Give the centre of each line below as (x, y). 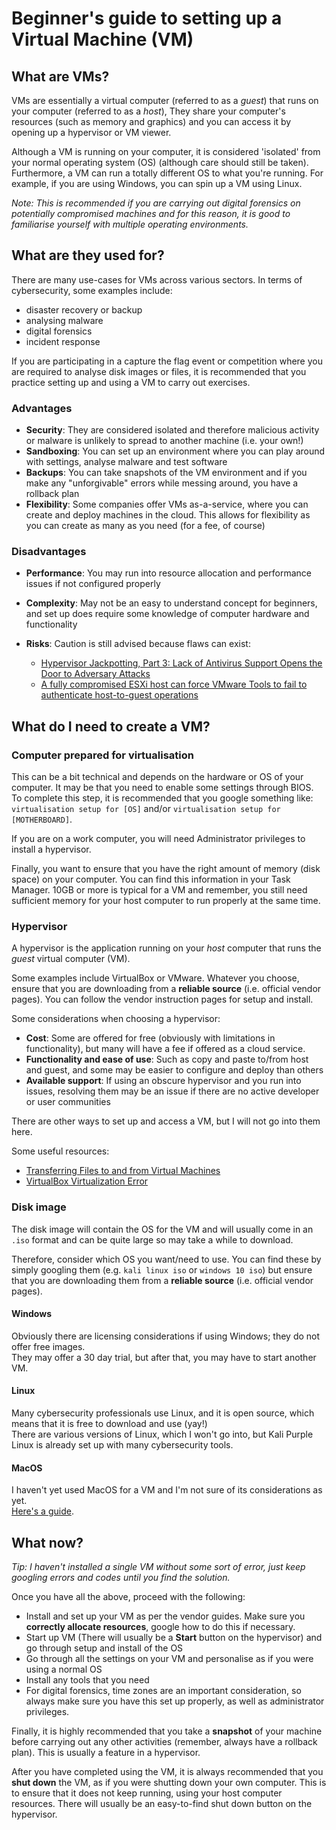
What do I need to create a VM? (111, 726)
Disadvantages (49, 552)
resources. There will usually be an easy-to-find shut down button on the (162, 1804)
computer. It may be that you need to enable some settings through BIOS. (162, 788)
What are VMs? (60, 76)
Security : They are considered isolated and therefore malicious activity (172, 430)
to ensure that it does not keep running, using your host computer (147, 1793)
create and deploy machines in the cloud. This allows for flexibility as (168, 515)
